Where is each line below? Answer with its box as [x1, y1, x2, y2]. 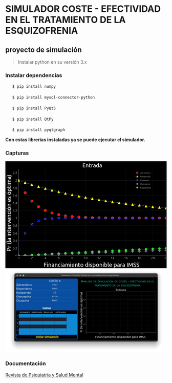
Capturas [5, 149, 29, 157]
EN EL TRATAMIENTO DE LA [5, 14, 126, 26]
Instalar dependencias [5, 71, 62, 79]
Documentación [5, 360, 46, 367]
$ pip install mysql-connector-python [12, 95, 95, 100]
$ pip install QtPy [12, 117, 54, 122]
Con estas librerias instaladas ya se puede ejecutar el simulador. [5, 137, 146, 143]
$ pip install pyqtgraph [12, 127, 66, 132]
